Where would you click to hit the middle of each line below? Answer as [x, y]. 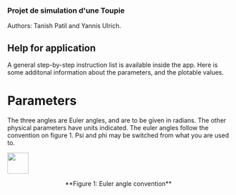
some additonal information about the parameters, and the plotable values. [116, 73]
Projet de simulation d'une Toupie [66, 11]
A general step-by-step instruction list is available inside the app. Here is [113, 65]
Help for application [52, 48]
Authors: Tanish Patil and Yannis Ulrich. [64, 26]
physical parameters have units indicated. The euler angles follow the [108, 128]
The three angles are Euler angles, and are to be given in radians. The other [117, 120]
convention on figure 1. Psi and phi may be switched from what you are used [118, 135]
